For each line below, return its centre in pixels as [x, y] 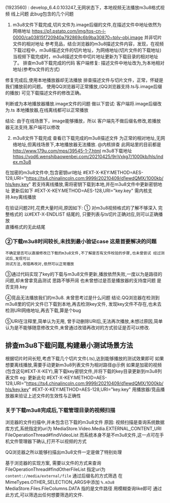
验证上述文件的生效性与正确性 [50, 396]
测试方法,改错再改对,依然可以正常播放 [40, 264]
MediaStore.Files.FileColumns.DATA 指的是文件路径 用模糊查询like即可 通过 [84, 489]
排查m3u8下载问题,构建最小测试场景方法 [69, 345]
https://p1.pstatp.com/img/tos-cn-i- [69, 31]
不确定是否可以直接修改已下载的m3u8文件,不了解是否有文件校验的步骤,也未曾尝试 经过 [83, 253]
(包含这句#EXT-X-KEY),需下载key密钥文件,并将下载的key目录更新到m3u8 [81, 372]
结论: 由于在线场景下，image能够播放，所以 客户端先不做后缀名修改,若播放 [83, 121]
